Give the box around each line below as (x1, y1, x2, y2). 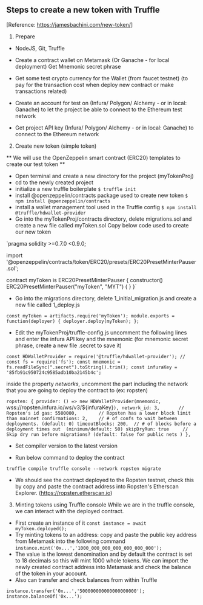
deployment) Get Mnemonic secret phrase (15, 63, 121, 70)
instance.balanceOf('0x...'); (6, 593, 83, 600)
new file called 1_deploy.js (15, 301, 80, 308)
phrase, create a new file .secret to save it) (15, 342, 122, 349)
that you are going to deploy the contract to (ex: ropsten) (6, 386, 148, 394)
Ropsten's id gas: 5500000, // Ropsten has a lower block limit (6, 410, 191, 416)
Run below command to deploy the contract (15, 454, 125, 461)
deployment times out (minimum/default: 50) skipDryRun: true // (6, 426, 188, 432)
